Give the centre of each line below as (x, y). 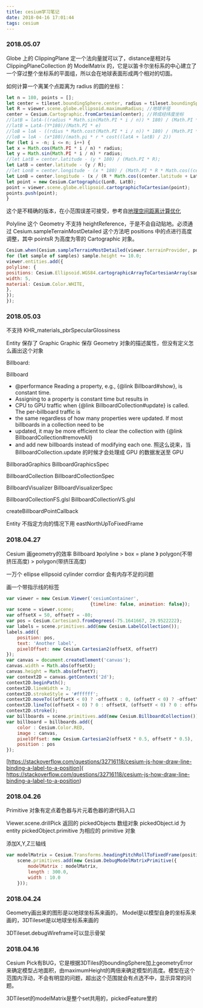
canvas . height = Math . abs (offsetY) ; (52, 671)
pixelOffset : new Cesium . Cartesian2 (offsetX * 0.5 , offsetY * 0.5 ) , (105, 739)
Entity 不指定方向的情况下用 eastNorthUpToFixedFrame (75, 524)
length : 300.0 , (48, 872)
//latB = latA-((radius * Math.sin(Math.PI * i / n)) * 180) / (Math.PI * (102, 120)
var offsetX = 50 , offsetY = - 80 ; (50, 615)
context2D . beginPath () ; (36, 683)
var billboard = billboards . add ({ (50, 722)
